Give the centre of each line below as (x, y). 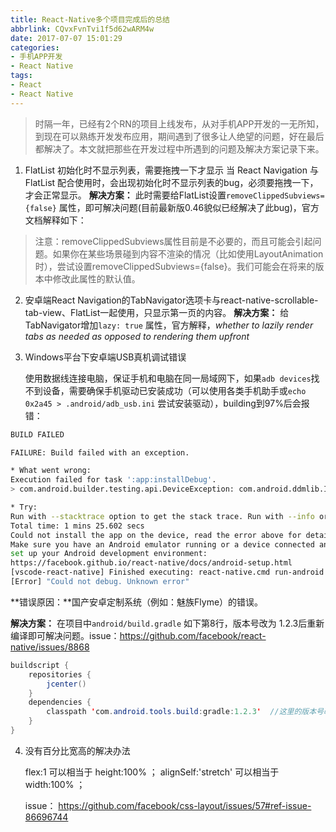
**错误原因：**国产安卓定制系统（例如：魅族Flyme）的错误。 (137, 602)
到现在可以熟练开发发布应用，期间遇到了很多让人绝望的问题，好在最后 (179, 136)
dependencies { (60, 702)
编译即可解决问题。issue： (65, 635)
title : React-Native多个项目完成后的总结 (90, 19)
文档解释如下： (55, 220)
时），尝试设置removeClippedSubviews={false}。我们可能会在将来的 (175, 266)
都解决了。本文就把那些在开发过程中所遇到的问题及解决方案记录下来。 (179, 148)
